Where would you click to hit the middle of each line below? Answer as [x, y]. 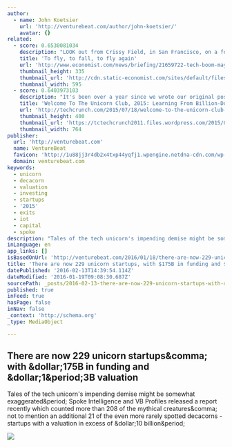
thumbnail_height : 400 [52, 116]
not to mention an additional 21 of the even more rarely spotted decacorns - [115, 416]
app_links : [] [28, 251]
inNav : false [26, 309]
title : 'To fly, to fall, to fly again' [78, 59]
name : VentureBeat [40, 149]
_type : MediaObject [35, 322]
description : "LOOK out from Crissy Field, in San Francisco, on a [118, 53]
